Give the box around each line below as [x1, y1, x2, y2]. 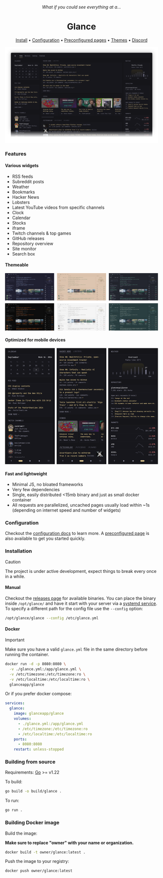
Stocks [12, 220, 26, 225]
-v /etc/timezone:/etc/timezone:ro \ [9, 671, 86, 677]
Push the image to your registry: [5, 859, 69, 864]
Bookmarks [12, 189, 35, 195]
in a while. [5, 573, 26, 579]
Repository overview [12, 241, 53, 246]
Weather [12, 184, 30, 189]
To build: [5, 779, 23, 785]
